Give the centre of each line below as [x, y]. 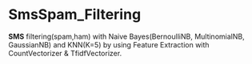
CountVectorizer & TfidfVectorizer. [65, 53]
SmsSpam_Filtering [75, 15]
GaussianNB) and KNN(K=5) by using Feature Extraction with [109, 44]
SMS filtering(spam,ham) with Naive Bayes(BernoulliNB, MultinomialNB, [127, 36]
